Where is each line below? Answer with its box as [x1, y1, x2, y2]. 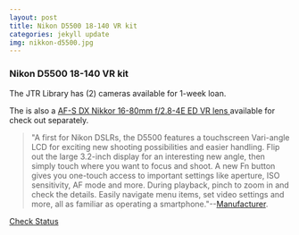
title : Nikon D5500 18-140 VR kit [9, 21, 138, 30]
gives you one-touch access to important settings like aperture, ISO [30, 170, 280, 180]
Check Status [9, 215, 60, 226]
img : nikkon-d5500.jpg [9, 38, 94, 47]
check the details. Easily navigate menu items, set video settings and [30, 189, 285, 199]
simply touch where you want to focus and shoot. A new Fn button [30, 160, 276, 171]
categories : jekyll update [9, 29, 110, 38]
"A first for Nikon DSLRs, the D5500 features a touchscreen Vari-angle [30, 131, 290, 143]
